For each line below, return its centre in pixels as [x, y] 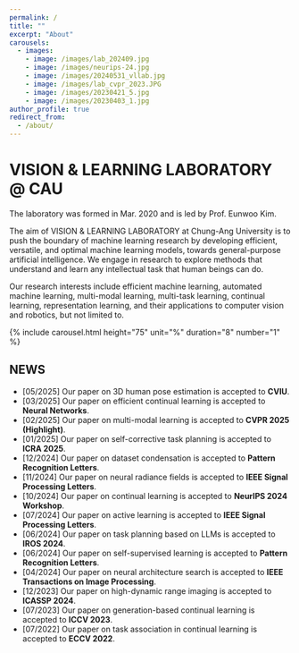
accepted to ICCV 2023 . [67, 619]
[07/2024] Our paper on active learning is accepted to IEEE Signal [144, 514]
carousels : [29, 42]
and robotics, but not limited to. [67, 315]
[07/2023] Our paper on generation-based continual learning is [139, 610]
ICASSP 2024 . [49, 600]
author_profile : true [50, 109]
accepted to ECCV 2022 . [69, 638]
